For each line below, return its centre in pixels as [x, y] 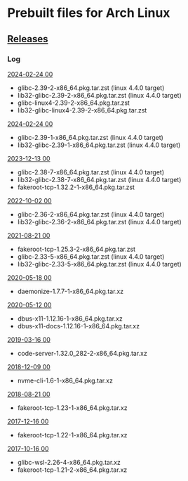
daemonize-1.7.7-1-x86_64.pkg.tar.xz [70, 291]
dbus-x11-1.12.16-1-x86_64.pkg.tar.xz [70, 319]
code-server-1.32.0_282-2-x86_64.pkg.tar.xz [82, 353]
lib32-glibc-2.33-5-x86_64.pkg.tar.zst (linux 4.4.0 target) [100, 264]
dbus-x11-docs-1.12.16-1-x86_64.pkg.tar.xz [79, 326]
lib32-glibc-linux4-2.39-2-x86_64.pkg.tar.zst [82, 110]
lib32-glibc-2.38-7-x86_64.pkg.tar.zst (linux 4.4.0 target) [99, 179]
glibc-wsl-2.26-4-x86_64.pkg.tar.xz [69, 462]
